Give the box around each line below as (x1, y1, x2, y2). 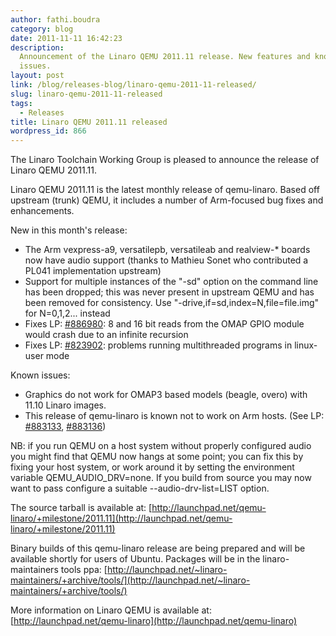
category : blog (10, 24, 74, 34)
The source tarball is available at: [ (10, 502, 153, 514)
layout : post (10, 71, 65, 81)
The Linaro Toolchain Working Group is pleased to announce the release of (10, 154, 320, 166)
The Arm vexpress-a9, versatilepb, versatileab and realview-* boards (24, 244, 311, 256)
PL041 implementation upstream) (24, 265, 162, 277)
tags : (10, 98, 33, 108)
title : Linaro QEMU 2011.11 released (10, 117, 168, 127)
